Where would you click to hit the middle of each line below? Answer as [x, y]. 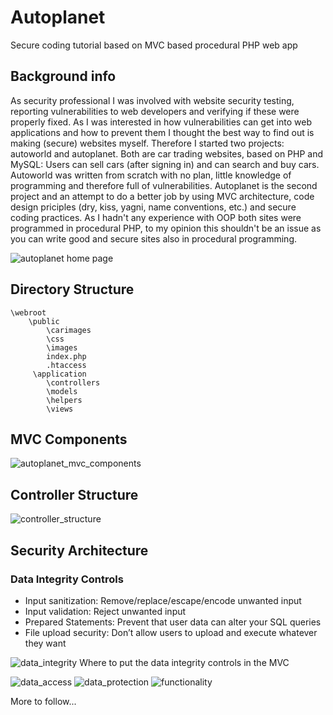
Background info [63, 76]
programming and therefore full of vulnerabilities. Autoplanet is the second [164, 185]
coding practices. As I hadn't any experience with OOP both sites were [156, 217]
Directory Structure [72, 289]
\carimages [69, 330]
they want [45, 643]
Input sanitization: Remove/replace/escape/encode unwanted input [163, 600]
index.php [66, 356]
